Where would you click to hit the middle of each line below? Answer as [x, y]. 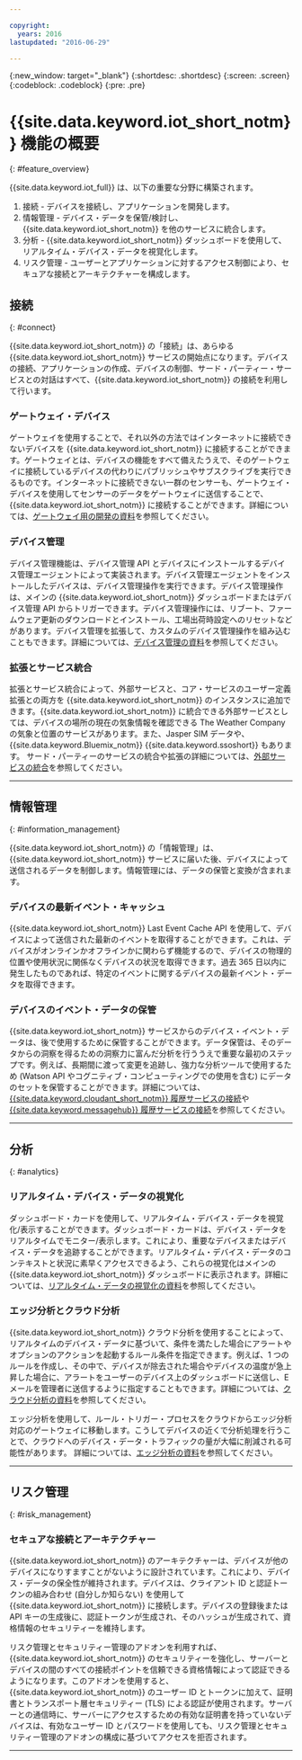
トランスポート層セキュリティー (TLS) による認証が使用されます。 [147, 1703]
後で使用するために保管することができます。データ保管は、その [158, 1042]
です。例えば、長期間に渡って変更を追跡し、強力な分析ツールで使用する [150, 1065]
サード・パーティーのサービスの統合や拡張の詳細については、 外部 [148, 756]
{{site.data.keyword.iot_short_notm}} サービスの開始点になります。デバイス [149, 357]
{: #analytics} [34, 1172]
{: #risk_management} [50, 1514]
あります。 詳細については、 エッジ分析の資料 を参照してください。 [155, 1452]
